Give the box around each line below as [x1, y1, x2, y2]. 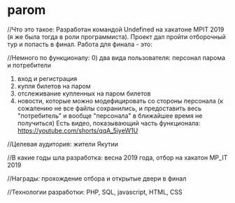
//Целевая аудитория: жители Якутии [7, 140, 119, 148]
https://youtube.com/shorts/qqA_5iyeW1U [17, 126, 138, 135]
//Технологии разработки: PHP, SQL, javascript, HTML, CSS [7, 188, 183, 196]
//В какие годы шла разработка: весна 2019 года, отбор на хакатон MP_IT [7, 153, 228, 162]
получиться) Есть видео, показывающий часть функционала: [17, 119, 201, 127]
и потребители [7, 61, 51, 69]
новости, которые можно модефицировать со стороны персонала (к [17, 96, 224, 105]
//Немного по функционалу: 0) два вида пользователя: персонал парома [7, 53, 226, 61]
